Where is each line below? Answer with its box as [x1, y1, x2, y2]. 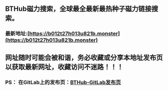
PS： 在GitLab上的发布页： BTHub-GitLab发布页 [5, 79, 121, 86]
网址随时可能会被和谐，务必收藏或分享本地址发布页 [5, 53, 163, 62]
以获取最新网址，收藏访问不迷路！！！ [5, 63, 123, 71]
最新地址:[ [5, 30, 30, 37]
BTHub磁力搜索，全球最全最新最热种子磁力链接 [5, 4, 151, 13]
